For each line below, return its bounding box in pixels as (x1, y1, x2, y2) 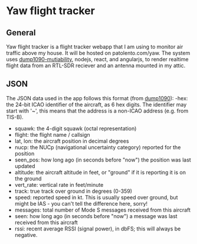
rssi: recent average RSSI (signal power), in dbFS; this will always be (14, 225, 181, 232)
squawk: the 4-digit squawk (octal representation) (14, 125, 137, 132)
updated (14, 162, 35, 169)
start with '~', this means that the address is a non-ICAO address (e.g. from (6, 107, 189, 114)
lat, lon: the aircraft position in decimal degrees (14, 137, 129, 144)
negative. (14, 231, 38, 238)
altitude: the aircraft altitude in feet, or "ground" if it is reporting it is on (14, 169, 186, 176)
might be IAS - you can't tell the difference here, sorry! (14, 200, 148, 207)
